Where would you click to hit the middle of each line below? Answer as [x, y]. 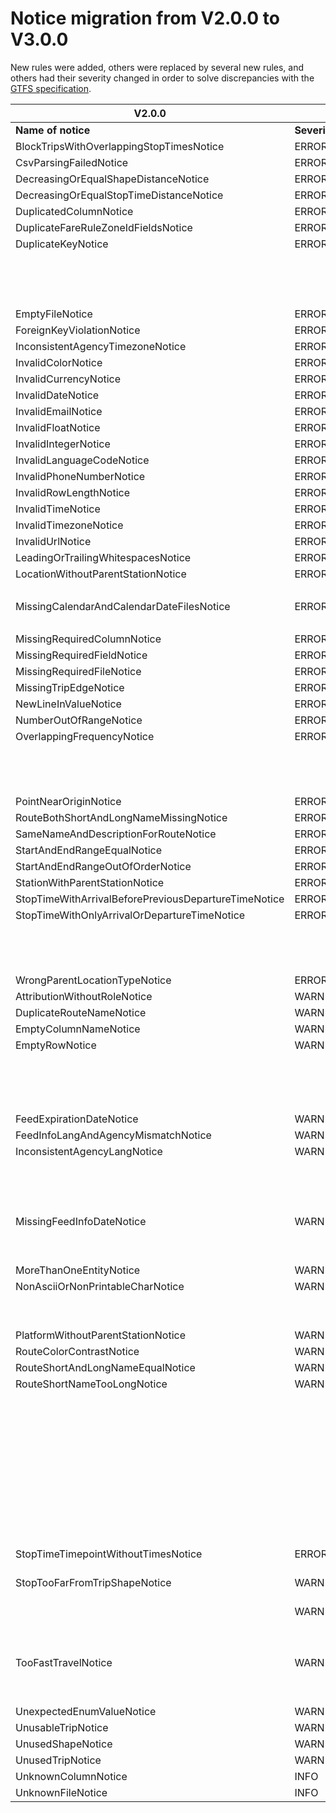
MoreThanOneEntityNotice [78, 1270]
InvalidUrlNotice [53, 541]
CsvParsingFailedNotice [72, 162]
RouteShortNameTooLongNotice [91, 1384]
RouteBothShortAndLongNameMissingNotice [121, 817]
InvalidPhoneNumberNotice [80, 476]
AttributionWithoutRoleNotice [84, 996]
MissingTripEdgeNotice [70, 687]
